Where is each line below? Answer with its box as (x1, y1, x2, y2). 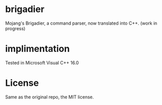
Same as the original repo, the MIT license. (5, 94, 94, 100)
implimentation (5, 43, 70, 55)
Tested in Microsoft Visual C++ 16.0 (5, 59, 79, 66)
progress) (5, 25, 26, 31)
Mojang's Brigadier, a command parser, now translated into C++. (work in (5, 20, 157, 26)
